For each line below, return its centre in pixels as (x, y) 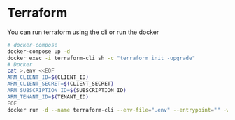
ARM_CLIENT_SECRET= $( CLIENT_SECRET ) (60, 84)
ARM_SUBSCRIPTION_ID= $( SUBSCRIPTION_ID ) (67, 91)
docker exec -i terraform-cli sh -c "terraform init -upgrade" (101, 58)
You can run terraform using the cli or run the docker (83, 32)
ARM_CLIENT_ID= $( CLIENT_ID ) (48, 77)
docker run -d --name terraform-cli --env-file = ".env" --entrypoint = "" (114, 110)
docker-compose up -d (39, 51)
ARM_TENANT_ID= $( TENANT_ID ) (48, 97)
